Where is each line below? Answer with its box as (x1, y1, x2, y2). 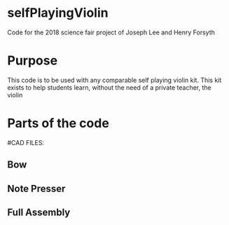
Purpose (7, 53, 58, 69)
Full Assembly (7, 206, 71, 218)
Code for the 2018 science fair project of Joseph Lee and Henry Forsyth (7, 28, 215, 36)
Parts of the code (7, 116, 110, 131)
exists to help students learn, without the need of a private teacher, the (7, 83, 211, 92)
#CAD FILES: (7, 138, 44, 146)
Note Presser (7, 182, 66, 194)
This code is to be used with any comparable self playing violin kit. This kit (7, 76, 222, 84)
